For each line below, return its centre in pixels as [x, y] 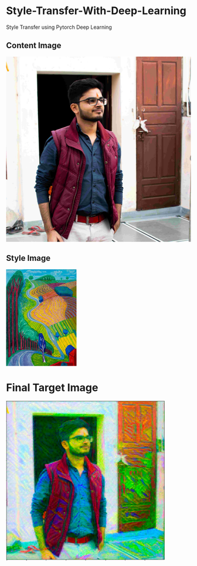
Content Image [34, 46]
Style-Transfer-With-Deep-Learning [96, 11]
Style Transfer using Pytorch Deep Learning [59, 27]
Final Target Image [52, 388]
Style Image [28, 258]
